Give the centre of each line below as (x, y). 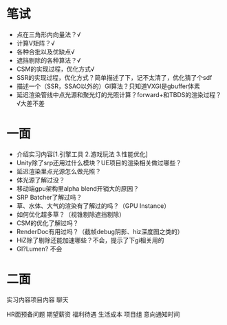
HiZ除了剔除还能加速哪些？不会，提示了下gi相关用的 (90, 240)
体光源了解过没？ (41, 180)
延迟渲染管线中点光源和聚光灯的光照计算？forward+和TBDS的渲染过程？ (119, 94)
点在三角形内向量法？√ (48, 34)
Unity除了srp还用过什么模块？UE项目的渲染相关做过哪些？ (99, 162)
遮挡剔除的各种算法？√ (48, 60)
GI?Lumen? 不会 (39, 249)
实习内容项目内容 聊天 (37, 300)
